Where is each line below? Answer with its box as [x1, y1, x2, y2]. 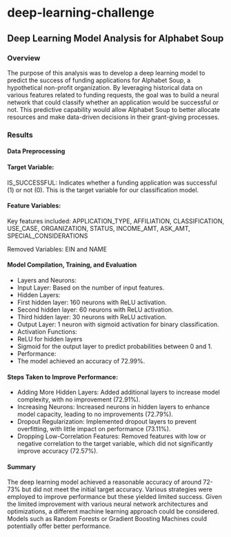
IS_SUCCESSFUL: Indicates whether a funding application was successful [7, 178, 217, 187]
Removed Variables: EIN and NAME [7, 245, 108, 253]
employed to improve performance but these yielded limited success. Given [7, 493, 222, 501]
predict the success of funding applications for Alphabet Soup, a [7, 76, 191, 84]
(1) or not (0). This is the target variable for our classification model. [7, 185, 199, 194]
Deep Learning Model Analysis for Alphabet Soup [7, 32, 224, 44]
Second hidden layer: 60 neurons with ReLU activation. [17, 305, 174, 314]
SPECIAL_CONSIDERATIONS [7, 232, 88, 240]
